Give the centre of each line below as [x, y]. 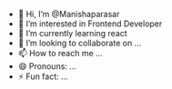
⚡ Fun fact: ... [43, 76]
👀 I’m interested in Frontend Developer [90, 24]
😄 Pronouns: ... [47, 66]
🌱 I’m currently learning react [72, 33]
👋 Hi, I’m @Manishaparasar [69, 14]
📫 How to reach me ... [60, 53]
